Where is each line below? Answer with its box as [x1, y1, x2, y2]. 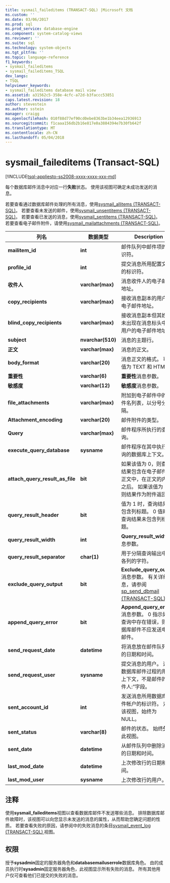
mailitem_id [8, 247, 36, 254]
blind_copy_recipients [8, 319, 62, 326]
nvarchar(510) [80, 336, 116, 343]
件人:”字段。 [121, 683, 150, 691]
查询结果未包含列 [121, 516, 162, 523]
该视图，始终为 [121, 708, 157, 715]
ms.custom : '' [5, 12, 35, 17]
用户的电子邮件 [121, 327, 157, 334]
